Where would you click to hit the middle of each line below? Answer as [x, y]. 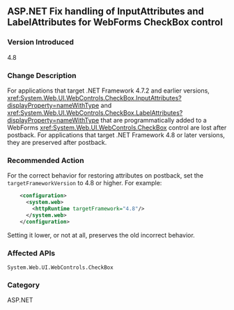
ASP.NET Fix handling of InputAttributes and [106, 11]
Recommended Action [46, 160]
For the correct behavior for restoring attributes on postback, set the [106, 176]
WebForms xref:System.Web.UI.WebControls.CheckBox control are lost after [117, 127]
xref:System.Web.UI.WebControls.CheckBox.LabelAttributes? [95, 113]
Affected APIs [31, 253]
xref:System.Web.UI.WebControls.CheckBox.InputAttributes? [95, 98]
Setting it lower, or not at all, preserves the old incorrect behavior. [101, 235]
